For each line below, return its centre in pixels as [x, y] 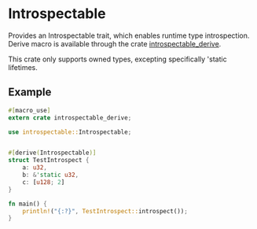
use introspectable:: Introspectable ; [70, 132]
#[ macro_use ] [29, 110]
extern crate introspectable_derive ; [70, 118]
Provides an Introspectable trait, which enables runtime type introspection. [129, 35]
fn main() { [28, 204]
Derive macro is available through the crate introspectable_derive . [115, 43]
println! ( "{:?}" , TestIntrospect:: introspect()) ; [105, 211]
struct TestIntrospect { [49, 161]
